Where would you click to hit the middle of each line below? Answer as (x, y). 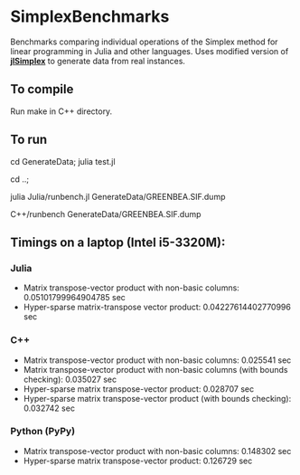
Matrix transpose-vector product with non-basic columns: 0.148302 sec (157, 451)
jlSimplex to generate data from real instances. (98, 61)
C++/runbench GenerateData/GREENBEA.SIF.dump (106, 214)
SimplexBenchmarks (90, 17)
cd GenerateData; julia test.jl (63, 161)
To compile (42, 89)
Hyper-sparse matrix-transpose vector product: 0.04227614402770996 (157, 307)
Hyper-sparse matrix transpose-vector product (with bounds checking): (157, 398)
